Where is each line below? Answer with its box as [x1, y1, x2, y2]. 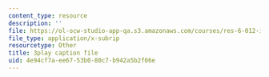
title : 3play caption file [8, 49, 98, 57]
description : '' [8, 19, 62, 27]
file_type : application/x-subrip [8, 34, 120, 43]
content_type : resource [8, 11, 88, 20]
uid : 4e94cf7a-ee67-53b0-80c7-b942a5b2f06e [8, 57, 156, 65]
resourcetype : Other [8, 42, 78, 50]
